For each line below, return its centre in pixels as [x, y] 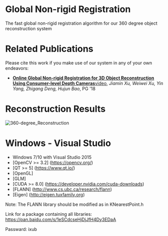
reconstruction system [29, 28]
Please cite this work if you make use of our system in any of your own [79, 63]
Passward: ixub [21, 229]
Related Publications [49, 49]
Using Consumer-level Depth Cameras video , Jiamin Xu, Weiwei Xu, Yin [88, 83]
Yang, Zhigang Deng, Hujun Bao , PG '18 [54, 89]
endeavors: [17, 68]
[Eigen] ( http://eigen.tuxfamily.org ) [48, 194]
